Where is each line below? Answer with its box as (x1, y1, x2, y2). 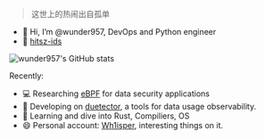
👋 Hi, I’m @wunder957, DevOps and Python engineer (21, 27, 217, 37)
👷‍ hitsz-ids (21, 36, 62, 46)
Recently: (9, 70, 45, 81)
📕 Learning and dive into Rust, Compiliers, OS (21, 110, 190, 121)
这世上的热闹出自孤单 (30, 9, 110, 19)
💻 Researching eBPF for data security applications (21, 88, 210, 99)
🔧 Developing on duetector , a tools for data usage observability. (21, 102, 257, 111)
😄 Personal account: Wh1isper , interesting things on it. (21, 120, 223, 130)
